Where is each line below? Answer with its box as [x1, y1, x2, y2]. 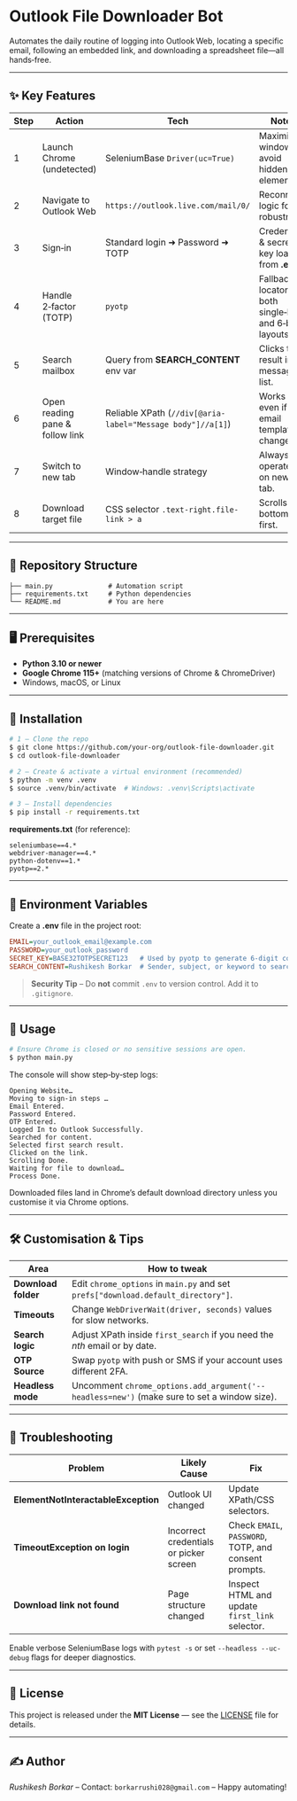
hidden [259, 162, 288, 175]
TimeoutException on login [13, 1540, 130, 1553]
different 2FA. [72, 1365, 128, 1377]
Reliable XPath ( [105, 406, 171, 418]
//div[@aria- [171, 408, 226, 418]
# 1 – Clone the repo [9, 735, 89, 744]
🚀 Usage [9, 1021, 56, 1036]
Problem [68, 1462, 104, 1474]
